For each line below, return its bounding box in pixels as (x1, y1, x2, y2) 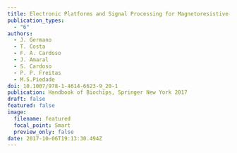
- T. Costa (13, 43, 46, 50)
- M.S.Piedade (13, 75, 55, 83)
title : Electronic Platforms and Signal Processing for (7, 10, 175, 18)
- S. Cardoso (13, 63, 52, 70)
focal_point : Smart (13, 121, 71, 129)
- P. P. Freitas (13, 69, 61, 76)
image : (7, 109, 27, 116)
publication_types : (7, 17, 65, 24)
